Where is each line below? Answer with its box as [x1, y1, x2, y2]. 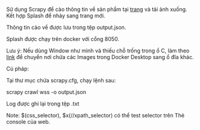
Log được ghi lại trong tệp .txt [6, 100, 80, 107]
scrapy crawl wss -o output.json [6, 88, 86, 96]
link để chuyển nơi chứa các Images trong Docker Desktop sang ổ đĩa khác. [6, 54, 194, 60]
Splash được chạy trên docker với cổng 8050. [6, 36, 119, 42]
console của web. [6, 118, 50, 125]
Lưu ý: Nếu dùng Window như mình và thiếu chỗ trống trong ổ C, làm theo [6, 47, 190, 54]
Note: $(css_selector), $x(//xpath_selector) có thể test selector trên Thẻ [6, 112, 185, 119]
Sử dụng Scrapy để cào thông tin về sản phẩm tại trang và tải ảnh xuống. [6, 6, 188, 13]
